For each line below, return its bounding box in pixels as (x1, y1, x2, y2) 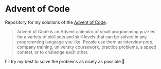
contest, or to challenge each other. (17, 49, 89, 55)
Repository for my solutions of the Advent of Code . (5, 19, 107, 25)
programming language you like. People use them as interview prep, (17, 39, 154, 44)
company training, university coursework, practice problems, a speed (17, 44, 157, 50)
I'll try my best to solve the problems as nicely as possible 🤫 (5, 58, 125, 64)
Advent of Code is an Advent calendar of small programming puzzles (17, 28, 156, 34)
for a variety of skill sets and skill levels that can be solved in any (17, 34, 147, 40)
